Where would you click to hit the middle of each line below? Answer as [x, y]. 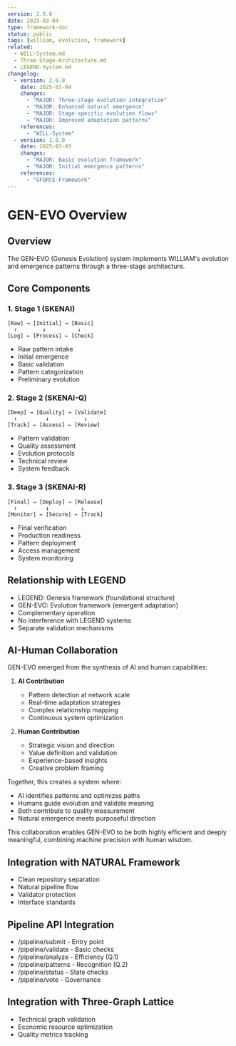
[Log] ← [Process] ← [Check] [51, 336]
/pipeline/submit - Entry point [61, 942]
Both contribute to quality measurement [76, 811]
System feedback [43, 468]
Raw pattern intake [45, 349]
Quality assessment [47, 446]
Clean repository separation [58, 880]
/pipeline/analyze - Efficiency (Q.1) [68, 957]
